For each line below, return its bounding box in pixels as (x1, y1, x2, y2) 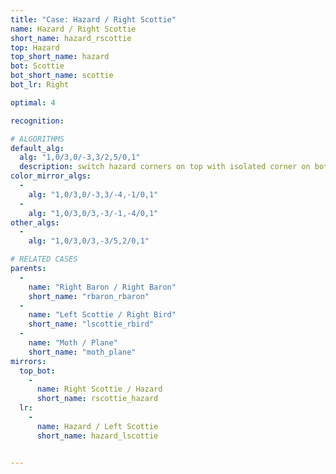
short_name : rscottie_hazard (36, 394, 159, 404)
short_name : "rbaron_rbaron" (28, 291, 150, 301)
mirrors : (10, 356, 47, 366)
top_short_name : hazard (10, 52, 110, 62)
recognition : (10, 116, 65, 126)
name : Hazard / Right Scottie (10, 24, 137, 34)
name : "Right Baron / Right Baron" (28, 282, 177, 292)
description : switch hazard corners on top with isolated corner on (19, 162, 311, 172)
